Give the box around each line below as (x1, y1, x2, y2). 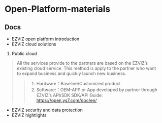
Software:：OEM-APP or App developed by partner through (36, 87, 158, 93)
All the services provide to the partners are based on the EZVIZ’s (16, 60, 148, 66)
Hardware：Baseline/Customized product (36, 81, 121, 86)
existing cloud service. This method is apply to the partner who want (16, 65, 156, 71)
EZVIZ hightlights (11, 112, 47, 118)
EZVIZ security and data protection (11, 107, 83, 113)
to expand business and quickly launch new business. (16, 71, 127, 76)
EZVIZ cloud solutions (11, 41, 57, 47)
